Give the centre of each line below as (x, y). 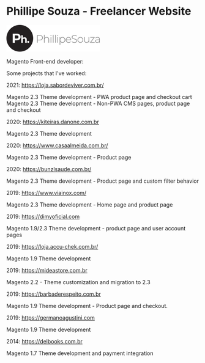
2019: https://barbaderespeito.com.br (54, 294)
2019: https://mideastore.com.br (47, 270)
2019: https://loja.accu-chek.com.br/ (52, 246)
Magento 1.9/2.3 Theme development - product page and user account (96, 228)
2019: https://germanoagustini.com (50, 317)
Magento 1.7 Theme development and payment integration (80, 353)
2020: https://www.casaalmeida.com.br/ (57, 145)
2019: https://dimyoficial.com (43, 216)
